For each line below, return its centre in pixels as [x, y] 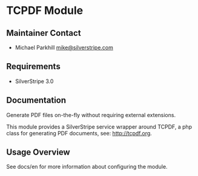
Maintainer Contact [44, 33]
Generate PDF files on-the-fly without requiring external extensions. [91, 115]
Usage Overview [38, 152]
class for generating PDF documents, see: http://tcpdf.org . [79, 133]
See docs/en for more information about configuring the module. [87, 167]
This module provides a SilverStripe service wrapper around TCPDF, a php [99, 127]
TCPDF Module [45, 11]
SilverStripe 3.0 [34, 81]
